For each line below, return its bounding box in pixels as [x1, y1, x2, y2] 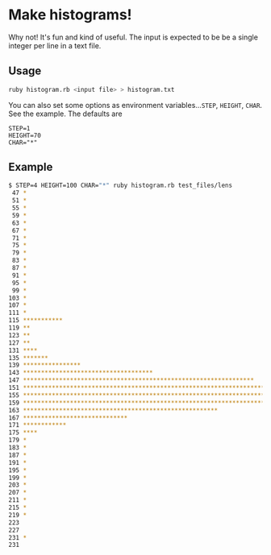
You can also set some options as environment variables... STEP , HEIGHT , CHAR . [8, 100, 263, 110]
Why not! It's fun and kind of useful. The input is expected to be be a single [8, 32, 258, 42]
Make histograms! [8, 6, 132, 24]
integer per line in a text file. [8, 40, 102, 50]
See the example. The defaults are [8, 109, 123, 118]
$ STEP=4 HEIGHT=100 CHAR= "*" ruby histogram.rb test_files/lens [8, 181, 232, 190]
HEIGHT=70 [8, 131, 42, 139]
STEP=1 [8, 124, 31, 132]
